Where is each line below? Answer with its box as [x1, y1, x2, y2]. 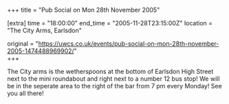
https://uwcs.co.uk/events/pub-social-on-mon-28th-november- [38, 40, 219, 47]
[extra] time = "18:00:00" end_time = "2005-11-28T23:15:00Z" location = [7, 19, 213, 27]
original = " [7, 40, 39, 47]
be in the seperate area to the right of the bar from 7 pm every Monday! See [7, 82, 222, 90]
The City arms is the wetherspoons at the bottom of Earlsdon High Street [7, 68, 214, 75]
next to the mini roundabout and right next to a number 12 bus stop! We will [7, 75, 220, 83]
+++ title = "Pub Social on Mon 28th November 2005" [7, 6, 160, 14]
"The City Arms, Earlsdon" [7, 27, 83, 34]
